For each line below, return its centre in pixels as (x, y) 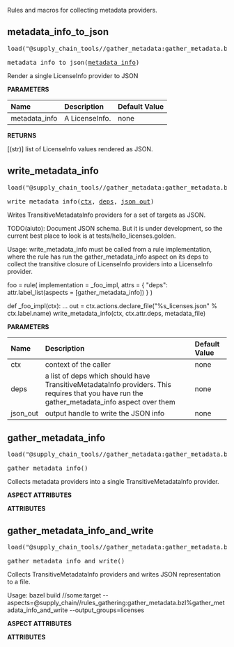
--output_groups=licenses (107, 610)
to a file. (19, 582)
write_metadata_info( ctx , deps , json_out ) (81, 201)
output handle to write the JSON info (105, 413)
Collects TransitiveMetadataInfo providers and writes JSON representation (114, 574)
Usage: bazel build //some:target (54, 595)
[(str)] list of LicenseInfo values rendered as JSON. (80, 149)
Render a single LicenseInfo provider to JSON (73, 75)
